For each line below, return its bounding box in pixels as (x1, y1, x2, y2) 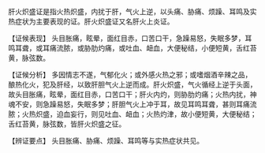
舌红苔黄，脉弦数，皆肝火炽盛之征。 (8, 119, 126, 129)
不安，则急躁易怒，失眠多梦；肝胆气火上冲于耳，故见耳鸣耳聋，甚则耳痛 (14, 99, 250, 109)
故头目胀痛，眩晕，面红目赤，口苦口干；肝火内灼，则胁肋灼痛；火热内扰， (8, 90, 250, 99)
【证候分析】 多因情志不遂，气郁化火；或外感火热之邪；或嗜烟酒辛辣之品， (8, 70, 252, 79)
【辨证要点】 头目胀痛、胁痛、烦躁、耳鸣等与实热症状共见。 (8, 136, 203, 145)
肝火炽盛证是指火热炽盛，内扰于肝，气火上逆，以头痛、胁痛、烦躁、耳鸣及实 (8, 7, 257, 16)
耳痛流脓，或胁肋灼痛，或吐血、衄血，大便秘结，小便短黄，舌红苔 (42, 43, 257, 53)
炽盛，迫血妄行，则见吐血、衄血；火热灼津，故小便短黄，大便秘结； (35, 110, 257, 118)
